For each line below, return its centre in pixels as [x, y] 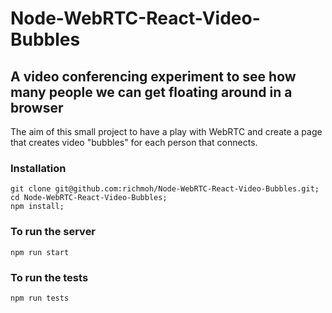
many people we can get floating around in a [151, 92]
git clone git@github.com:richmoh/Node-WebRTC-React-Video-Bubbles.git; [165, 189]
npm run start [40, 252]
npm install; [37, 207]
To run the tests [49, 277]
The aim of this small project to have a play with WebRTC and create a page [166, 131]
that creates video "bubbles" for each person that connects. [134, 142]
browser [37, 107]
